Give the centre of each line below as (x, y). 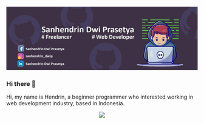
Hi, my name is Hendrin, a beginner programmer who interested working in (100, 97)
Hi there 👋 (21, 83)
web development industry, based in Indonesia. (66, 103)
